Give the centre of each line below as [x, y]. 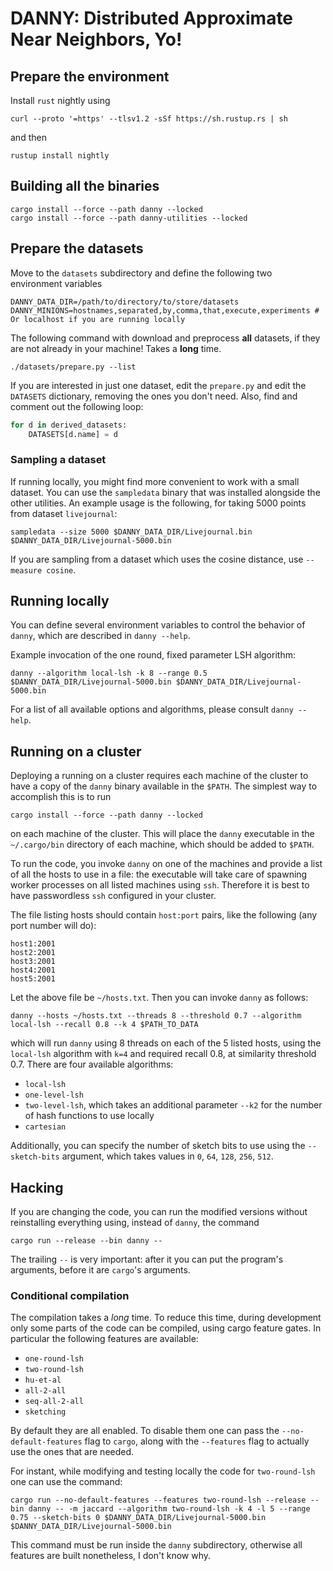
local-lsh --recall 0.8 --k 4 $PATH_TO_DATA [104, 1025]
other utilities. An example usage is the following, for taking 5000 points [158, 503]
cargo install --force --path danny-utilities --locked [129, 218]
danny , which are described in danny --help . [100, 636]
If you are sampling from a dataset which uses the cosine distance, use [157, 559]
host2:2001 [33, 953]
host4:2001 [33, 970]
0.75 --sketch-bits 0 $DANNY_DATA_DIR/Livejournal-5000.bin [138, 1518]
